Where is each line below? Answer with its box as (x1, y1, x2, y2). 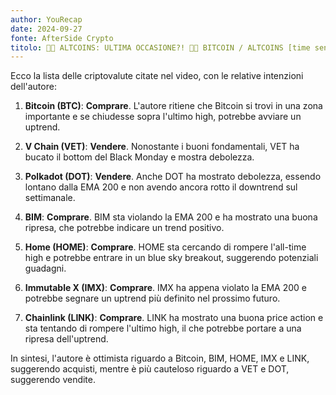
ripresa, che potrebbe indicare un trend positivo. (24, 222, 225, 234)
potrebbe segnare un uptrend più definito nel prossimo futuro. (24, 292, 281, 305)
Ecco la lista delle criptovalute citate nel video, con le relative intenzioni (10, 70, 304, 82)
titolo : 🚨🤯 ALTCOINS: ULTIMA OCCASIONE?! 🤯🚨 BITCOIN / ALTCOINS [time (10, 42, 311, 53)
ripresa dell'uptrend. (24, 333, 109, 345)
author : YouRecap (10, 14, 83, 25)
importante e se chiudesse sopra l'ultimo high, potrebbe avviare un (24, 111, 302, 123)
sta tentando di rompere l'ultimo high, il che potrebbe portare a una (24, 322, 302, 335)
